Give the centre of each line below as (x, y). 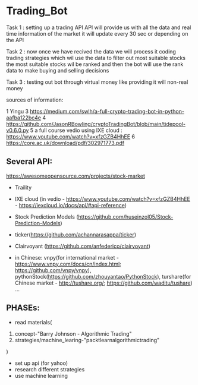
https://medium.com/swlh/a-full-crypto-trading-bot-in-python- (107, 111)
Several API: (29, 162)
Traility (23, 187)
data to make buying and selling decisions (58, 70)
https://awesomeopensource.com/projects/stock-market (76, 176)
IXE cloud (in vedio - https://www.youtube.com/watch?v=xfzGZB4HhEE (102, 199)
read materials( (33, 322)
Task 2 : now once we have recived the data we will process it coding (91, 51)
